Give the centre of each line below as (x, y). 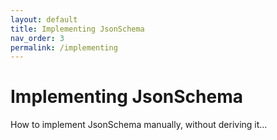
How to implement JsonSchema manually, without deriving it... (139, 125)
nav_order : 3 (37, 38)
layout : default (44, 19)
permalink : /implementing (64, 47)
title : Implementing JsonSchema (77, 29)
